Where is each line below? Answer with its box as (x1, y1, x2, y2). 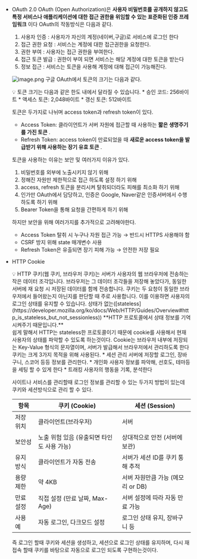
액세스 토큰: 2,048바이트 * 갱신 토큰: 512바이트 (22, 96, 132, 103)
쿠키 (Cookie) (58, 402, 96, 410)
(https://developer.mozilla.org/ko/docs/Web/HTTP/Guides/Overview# (11, 307, 183, 314)
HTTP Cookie (11, 258, 45, 265)
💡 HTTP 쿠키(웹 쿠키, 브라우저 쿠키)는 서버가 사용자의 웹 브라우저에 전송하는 (11, 270, 189, 277)
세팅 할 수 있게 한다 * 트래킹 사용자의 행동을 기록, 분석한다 (18, 366, 153, 373)
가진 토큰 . (26, 129, 51, 136)
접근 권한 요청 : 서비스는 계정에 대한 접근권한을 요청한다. (20, 41, 151, 48)
